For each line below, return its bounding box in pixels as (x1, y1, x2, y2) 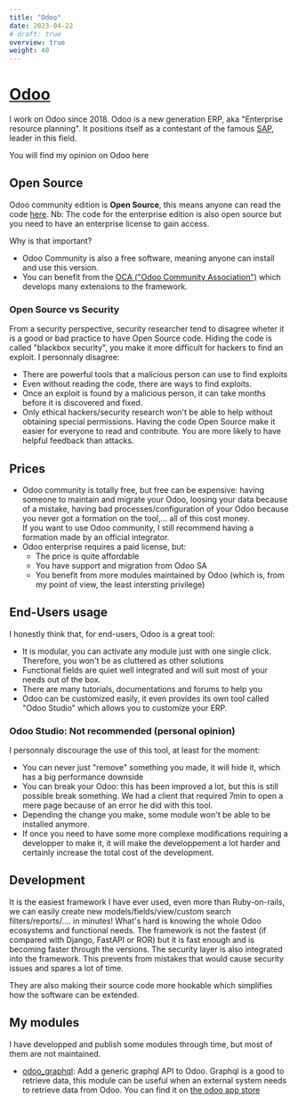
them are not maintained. (9, 1048, 101, 1059)
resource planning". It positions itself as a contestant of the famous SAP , (9, 124, 275, 134)
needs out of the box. (21, 673, 101, 685)
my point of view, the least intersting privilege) (35, 579, 205, 590)
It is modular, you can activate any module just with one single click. (21, 646, 271, 657)
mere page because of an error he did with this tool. (21, 800, 213, 810)
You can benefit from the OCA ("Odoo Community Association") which (21, 271, 282, 282)
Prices (9, 461, 46, 476)
